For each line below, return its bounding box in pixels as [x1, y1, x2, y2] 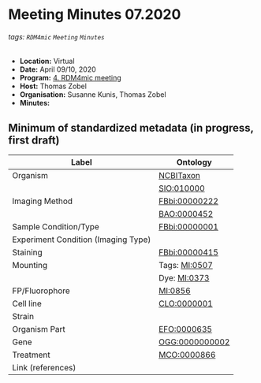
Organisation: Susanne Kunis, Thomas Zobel [19, 90, 167, 99]
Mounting [12, 260, 48, 271]
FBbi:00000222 [158, 195, 219, 206]
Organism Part [12, 324, 65, 335]
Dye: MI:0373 [158, 273, 210, 284]
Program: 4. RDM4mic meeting [19, 73, 122, 83]
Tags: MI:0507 [158, 260, 213, 271]
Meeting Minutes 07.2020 [8, 6, 181, 24]
